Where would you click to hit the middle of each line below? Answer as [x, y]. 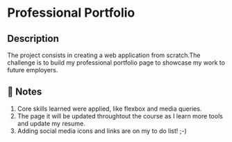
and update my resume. [51, 123]
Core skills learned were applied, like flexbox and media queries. [109, 109]
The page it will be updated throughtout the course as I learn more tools [120, 116]
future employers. [33, 70]
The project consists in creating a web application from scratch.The [104, 55]
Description [33, 39]
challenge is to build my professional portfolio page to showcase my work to [116, 63]
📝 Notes [25, 92]
